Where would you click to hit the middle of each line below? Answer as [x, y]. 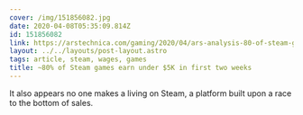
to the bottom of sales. [51, 102]
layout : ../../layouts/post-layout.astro [88, 51]
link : [19, 43]
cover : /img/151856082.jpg [60, 18]
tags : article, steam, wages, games [78, 59]
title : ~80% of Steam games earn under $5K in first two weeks [131, 68]
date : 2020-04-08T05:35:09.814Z [70, 26]
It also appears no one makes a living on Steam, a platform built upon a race [151, 93]
